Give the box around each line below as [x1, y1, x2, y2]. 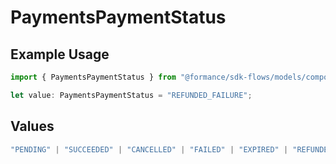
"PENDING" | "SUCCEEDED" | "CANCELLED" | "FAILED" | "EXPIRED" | [10, 144, 289, 155]
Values [10, 118, 55, 135]
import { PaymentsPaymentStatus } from [10, 72, 177, 82]
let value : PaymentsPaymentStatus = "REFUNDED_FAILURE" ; [10, 90, 253, 100]
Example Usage [10, 46, 110, 63]
